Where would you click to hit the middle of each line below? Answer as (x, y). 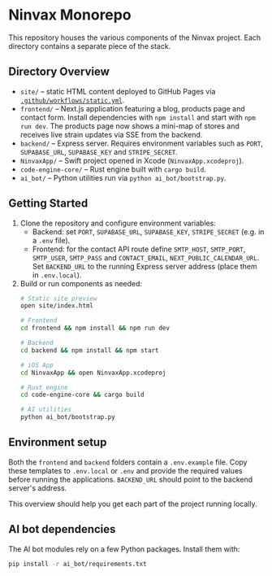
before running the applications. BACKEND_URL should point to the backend (131, 479)
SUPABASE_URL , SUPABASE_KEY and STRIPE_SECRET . (99, 151)
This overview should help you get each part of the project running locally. (133, 504)
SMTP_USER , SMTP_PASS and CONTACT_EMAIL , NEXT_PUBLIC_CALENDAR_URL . (146, 257)
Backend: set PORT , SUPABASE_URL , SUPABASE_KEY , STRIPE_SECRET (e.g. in (148, 231)
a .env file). (51, 240)
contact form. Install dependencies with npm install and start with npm (138, 117)
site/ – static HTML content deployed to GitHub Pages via (118, 91)
